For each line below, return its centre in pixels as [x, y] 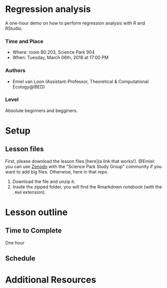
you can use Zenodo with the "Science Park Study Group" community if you [83, 166]
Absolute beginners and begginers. [41, 110]
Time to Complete [33, 231]
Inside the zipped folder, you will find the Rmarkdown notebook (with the [87, 186]
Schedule [20, 258]
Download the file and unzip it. [44, 181]
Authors [15, 70]
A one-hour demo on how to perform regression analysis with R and [75, 23]
